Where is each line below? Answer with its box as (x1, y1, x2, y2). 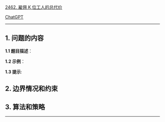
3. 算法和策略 (5, 102, 45, 111)
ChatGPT (5, 14, 24, 20)
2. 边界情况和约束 (5, 85, 58, 93)
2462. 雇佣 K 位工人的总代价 (5, 4, 62, 10)
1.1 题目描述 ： (5, 48, 33, 54)
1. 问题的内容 (5, 34, 44, 43)
